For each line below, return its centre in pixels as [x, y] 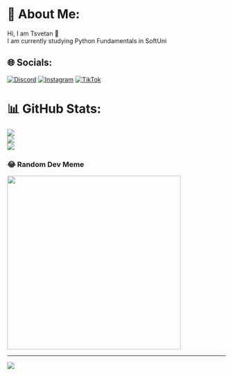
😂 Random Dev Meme [46, 164]
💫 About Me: [44, 14]
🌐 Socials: [30, 63]
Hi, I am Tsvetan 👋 [33, 33]
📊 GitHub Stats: [54, 109]
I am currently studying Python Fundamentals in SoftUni [87, 40]
